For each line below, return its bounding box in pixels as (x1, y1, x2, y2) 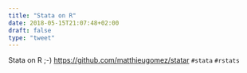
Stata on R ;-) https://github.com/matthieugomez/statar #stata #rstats (8, 56, 241, 65)
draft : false (8, 26, 52, 34)
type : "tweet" (8, 33, 56, 42)
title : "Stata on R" (8, 11, 77, 20)
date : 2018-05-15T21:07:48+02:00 (8, 19, 120, 27)
